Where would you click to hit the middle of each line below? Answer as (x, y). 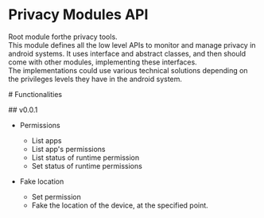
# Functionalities (35, 94)
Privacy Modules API (78, 15)
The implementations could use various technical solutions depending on (128, 70)
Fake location (42, 181)
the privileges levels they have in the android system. (95, 79)
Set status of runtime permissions (87, 165)
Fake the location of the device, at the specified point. (120, 205)
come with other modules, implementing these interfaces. (103, 62)
